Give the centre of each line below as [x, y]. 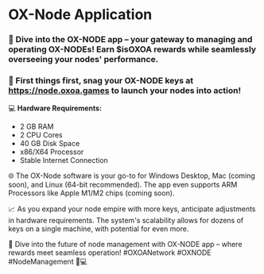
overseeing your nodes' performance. [83, 60]
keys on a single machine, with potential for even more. [99, 229]
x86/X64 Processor [52, 152]
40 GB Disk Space [50, 144]
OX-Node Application [80, 15]
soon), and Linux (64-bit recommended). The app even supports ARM [123, 185]
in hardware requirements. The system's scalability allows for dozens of [126, 221]
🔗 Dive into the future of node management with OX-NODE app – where [125, 245]
